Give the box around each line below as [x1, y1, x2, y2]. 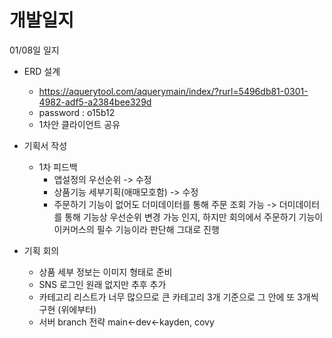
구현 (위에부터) [38, 303, 97, 315]
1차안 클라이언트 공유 [38, 118, 121, 130]
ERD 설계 [23, 65, 61, 77]
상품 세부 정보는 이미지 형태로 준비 [38, 266, 173, 278]
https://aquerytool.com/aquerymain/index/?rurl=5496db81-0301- [38, 85, 309, 97]
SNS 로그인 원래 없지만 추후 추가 [38, 278, 167, 290]
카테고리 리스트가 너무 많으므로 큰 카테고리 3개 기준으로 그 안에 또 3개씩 [38, 291, 319, 303]
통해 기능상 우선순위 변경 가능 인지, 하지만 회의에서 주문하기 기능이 [64, 211, 324, 223]
